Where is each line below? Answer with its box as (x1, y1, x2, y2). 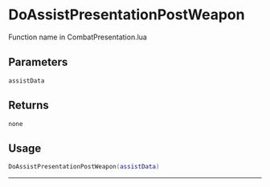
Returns (8, 99, 50, 112)
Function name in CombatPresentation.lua (8, 32, 147, 42)
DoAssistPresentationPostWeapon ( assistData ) (8, 163, 160, 171)
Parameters (8, 55, 68, 69)
